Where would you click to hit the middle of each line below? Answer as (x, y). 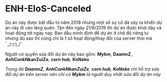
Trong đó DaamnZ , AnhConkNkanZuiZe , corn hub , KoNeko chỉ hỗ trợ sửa (82, 69)
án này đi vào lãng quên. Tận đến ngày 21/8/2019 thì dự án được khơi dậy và (83, 27)
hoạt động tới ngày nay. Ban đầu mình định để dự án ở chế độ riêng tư (77, 33)
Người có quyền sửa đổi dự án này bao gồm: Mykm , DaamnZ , (69, 54)
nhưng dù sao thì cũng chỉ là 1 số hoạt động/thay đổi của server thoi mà (79, 38)
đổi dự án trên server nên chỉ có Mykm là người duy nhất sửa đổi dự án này (83, 74)
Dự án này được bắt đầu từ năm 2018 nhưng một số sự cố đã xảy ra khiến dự (84, 22)
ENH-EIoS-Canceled (48, 9)
